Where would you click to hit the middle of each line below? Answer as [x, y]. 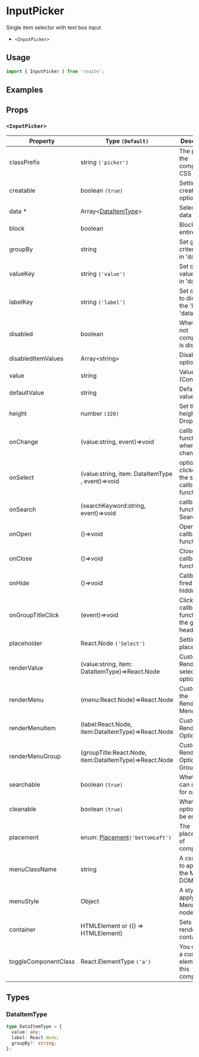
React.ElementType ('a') [116, 961]
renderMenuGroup [35, 756]
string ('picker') [105, 162]
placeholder [26, 643]
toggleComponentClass [42, 961]
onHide [19, 583]
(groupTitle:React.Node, [114, 752]
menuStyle [24, 901]
